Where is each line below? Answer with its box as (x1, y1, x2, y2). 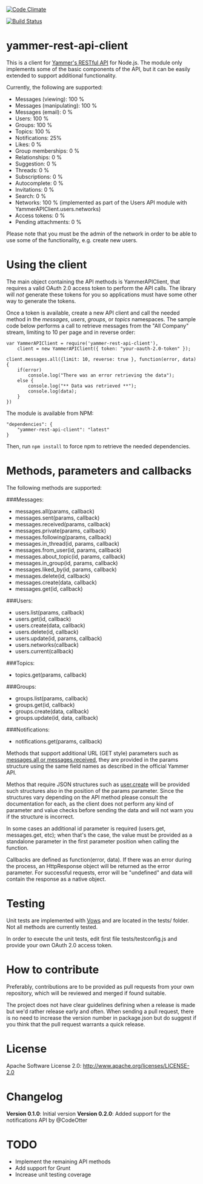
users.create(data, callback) (15, 621, 86, 629)
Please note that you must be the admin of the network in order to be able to (6, 230, 197, 237)
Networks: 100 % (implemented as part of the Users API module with (15, 198, 187, 206)
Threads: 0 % (15, 166, 50, 173)
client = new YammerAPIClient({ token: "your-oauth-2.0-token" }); (17, 346, 191, 352)
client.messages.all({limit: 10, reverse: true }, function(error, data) (6, 356, 197, 362)
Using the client (6, 258, 87, 272)
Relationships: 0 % (15, 153, 62, 161)
